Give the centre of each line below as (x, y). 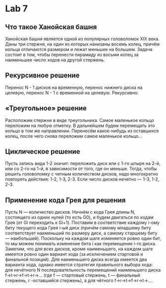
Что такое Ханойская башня (51, 27)
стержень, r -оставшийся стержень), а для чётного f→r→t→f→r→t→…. (79, 281)
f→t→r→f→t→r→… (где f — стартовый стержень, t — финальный (73, 275)
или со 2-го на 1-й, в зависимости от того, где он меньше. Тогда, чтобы (81, 169)
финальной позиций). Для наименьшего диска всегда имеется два (76, 259)
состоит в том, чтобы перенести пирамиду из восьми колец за (72, 55)
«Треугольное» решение (46, 108)
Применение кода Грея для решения (65, 200)
